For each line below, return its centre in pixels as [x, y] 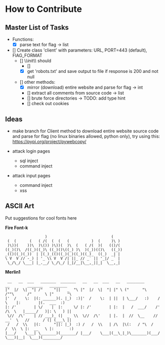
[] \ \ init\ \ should [36, 61]
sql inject [29, 161]
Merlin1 [13, 272]
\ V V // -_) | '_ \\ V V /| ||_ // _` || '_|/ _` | [63, 258]
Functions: [23, 39]
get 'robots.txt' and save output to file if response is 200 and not [93, 71]
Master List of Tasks [37, 28]
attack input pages [31, 175]
